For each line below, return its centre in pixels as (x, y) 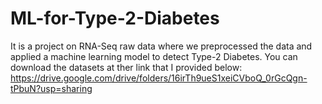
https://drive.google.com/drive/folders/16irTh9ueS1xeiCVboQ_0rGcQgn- (159, 78)
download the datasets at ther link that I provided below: (126, 67)
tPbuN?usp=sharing (51, 88)
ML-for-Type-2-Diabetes (115, 18)
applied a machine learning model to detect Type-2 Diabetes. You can (154, 56)
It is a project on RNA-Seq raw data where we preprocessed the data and (161, 46)
